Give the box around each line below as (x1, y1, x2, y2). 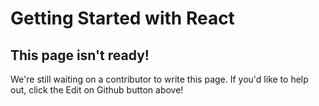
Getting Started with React (10, 7, 235, 30)
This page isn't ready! (10, 47, 150, 64)
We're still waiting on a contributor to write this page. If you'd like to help (10, 73, 309, 85)
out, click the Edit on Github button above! (10, 84, 184, 96)
